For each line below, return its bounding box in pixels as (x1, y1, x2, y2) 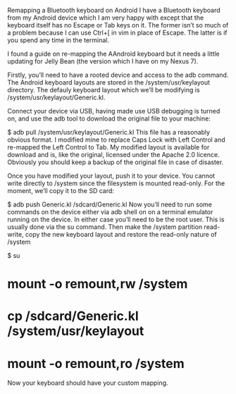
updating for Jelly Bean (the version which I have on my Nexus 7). (7, 57, 199, 66)
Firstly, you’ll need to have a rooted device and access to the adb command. (7, 70, 229, 79)
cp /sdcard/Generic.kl (7, 308, 139, 324)
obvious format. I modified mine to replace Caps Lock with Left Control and (7, 135, 225, 144)
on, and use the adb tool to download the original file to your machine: (7, 114, 211, 123)
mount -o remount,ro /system (7, 355, 185, 371)
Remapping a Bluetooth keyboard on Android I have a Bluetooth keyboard (7, 6, 221, 14)
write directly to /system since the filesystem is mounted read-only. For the (7, 179, 225, 187)
